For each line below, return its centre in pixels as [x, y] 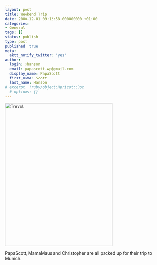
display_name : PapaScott [35, 74]
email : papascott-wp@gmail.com [41, 69]
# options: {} [24, 92]
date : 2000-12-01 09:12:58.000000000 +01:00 [51, 19]
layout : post [18, 10]
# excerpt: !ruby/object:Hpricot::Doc [45, 87]
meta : [11, 51]
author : [13, 60]
